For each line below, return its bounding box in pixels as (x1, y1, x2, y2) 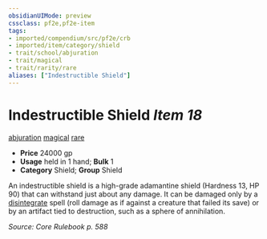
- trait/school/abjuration (8, 49, 99, 57)
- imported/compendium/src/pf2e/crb (8, 34, 131, 43)
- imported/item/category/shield (8, 42, 120, 50)
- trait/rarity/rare (8, 64, 78, 72)
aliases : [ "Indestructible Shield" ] (8, 71, 131, 79)
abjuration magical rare (8, 132, 85, 142)
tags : (8, 26, 26, 34)
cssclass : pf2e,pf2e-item (8, 19, 95, 27)
